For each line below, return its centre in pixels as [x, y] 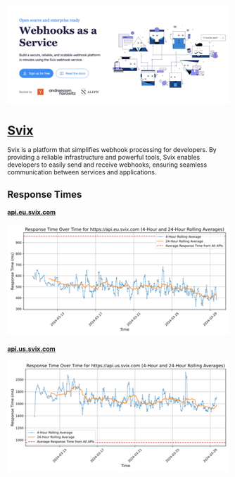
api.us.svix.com [32, 349]
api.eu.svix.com [32, 212]
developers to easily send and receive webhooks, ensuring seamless [107, 165]
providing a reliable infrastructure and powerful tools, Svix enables [104, 158]
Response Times [45, 195]
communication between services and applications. [82, 172]
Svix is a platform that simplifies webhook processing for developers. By [112, 150]
